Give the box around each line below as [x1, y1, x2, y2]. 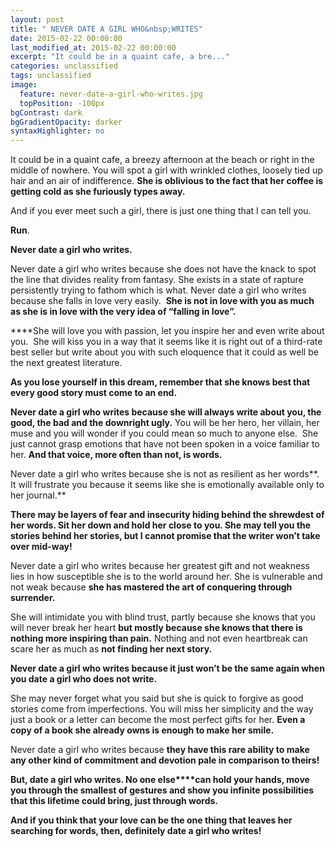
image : [10, 80, 38, 90]
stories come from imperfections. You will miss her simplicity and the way [10, 703, 314, 715]
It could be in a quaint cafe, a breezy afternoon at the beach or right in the [10, 154, 315, 166]
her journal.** [10, 489, 67, 501]
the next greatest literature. [10, 357, 123, 369]
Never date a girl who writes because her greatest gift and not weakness [10, 560, 310, 572]
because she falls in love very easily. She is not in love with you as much [10, 295, 315, 307]
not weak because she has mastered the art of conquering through [10, 581, 293, 593]
